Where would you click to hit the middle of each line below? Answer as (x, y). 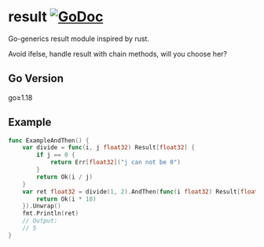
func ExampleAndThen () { (49, 140)
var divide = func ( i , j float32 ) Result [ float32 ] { (108, 148)
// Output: (40, 221)
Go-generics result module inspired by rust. (79, 39)
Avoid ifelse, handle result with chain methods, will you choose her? (118, 53)
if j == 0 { (56, 155)
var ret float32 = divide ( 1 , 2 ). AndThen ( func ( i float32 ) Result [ (132, 192)
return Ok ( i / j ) (64, 177)
